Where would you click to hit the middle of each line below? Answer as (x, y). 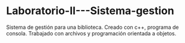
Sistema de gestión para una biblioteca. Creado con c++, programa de (93, 27)
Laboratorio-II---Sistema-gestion (90, 11)
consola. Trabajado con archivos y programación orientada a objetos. (91, 33)
